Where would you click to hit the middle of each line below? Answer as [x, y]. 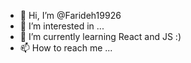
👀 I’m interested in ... [62, 26]
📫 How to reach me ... [66, 48]
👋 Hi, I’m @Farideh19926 [70, 15]
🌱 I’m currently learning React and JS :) [100, 36]
